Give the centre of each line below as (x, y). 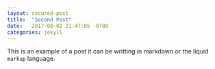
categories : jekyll (35, 32)
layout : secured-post (38, 13)
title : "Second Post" (39, 20)
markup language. (31, 59)
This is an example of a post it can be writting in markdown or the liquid (108, 51)
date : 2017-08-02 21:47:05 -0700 (58, 26)
